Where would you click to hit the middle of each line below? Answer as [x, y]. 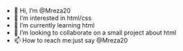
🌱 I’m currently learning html [54, 25]
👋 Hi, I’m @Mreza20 [42, 11]
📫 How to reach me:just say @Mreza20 [71, 40]
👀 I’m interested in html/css [53, 18]
